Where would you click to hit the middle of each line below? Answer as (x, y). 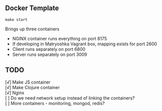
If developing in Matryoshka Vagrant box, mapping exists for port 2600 (85, 44)
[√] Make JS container (28, 82)
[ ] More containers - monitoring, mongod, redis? (55, 103)
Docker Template (32, 8)
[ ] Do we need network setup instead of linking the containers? (70, 98)
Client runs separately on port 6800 (49, 49)
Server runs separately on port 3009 (50, 54)
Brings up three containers (32, 29)
